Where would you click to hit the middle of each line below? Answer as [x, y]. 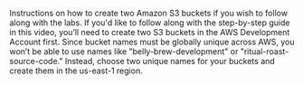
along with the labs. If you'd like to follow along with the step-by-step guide [150, 23]
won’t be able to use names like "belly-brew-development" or [124, 52]
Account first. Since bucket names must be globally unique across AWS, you [152, 42]
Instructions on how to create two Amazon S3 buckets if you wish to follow [148, 13]
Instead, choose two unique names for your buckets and [170, 61]
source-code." [36, 61]
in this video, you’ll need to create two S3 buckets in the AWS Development [150, 32]
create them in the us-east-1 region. [76, 71]
